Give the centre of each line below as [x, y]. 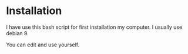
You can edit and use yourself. [43, 45]
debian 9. [18, 33]
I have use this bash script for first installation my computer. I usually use [94, 27]
